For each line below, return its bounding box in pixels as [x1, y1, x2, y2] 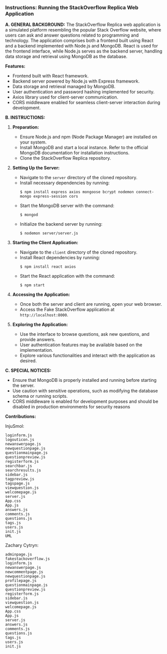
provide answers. [19, 337, 56, 343]
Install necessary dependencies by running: [19, 180, 110, 186]
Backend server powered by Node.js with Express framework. [12, 78, 140, 84]
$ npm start [19, 283, 45, 288]
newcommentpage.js [5, 569, 43, 574]
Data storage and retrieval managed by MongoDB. [12, 84, 116, 90]
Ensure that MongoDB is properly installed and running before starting [12, 377, 157, 383]
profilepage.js [5, 578, 37, 583]
